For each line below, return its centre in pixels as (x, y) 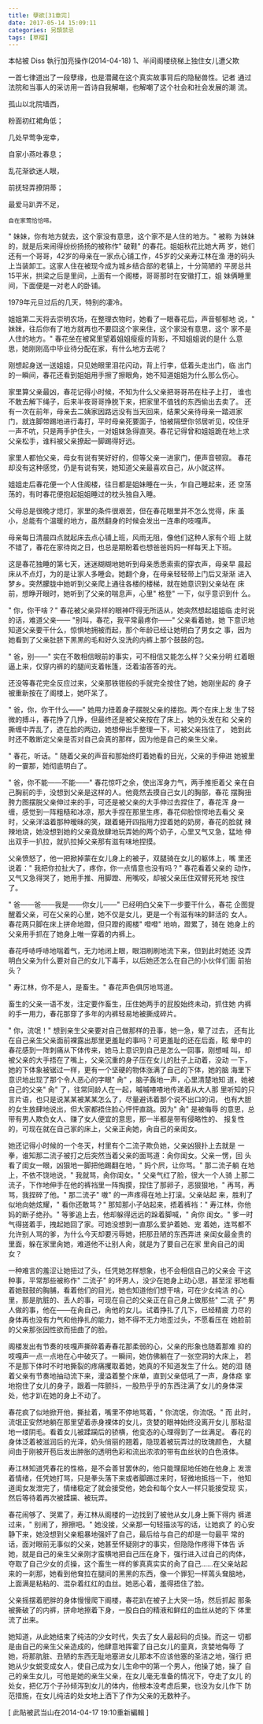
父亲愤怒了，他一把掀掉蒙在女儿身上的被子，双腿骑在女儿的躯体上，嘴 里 (126, 858)
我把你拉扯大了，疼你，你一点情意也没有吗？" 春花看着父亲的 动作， (144, 868)
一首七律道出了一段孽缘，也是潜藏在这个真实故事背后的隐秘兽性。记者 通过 (130, 78)
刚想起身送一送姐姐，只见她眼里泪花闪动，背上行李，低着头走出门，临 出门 (130, 365)
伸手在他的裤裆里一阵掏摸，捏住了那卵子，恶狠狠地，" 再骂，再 (152, 1185)
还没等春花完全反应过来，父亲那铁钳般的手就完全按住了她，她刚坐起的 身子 (130, 683)
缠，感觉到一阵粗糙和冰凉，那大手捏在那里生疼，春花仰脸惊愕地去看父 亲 (126, 812)
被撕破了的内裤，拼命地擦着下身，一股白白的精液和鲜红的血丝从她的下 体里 (130, 1610)
